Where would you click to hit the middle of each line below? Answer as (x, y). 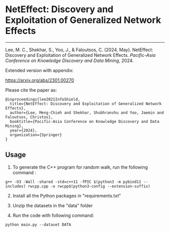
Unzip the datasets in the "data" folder (53, 205)
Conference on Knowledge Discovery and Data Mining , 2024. (70, 60)
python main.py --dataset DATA (38, 224)
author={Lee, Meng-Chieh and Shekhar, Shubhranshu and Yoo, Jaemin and (87, 113)
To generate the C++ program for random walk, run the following (80, 167)
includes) (16, 186)
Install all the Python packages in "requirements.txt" (67, 195)
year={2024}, (24, 130)
